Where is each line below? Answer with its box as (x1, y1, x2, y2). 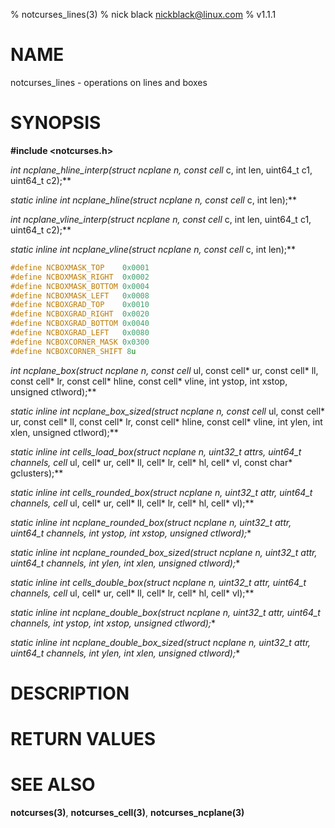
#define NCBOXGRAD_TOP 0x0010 (10, 300, 150, 310)
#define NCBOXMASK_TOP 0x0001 (10, 262, 150, 273)
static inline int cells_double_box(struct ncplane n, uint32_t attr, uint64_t (10, 576, 307, 588)
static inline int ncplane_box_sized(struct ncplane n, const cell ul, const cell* (10, 405, 326, 417)
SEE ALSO (10, 774, 96, 796)
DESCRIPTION (10, 682, 130, 704)
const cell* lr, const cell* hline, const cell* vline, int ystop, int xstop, (10, 375, 288, 387)
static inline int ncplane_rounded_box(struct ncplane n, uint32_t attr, (10, 516, 292, 528)
